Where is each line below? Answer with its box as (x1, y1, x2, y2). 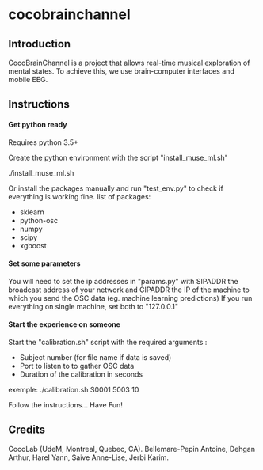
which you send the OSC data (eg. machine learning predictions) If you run (8, 293, 253, 302)
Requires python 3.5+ (8, 137, 79, 147)
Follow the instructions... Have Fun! (8, 400, 123, 409)
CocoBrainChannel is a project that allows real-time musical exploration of (8, 58, 250, 67)
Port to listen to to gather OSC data (19, 362, 135, 370)
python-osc (19, 215, 58, 225)
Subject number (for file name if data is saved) (19, 353, 172, 362)
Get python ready (8, 119, 67, 129)
